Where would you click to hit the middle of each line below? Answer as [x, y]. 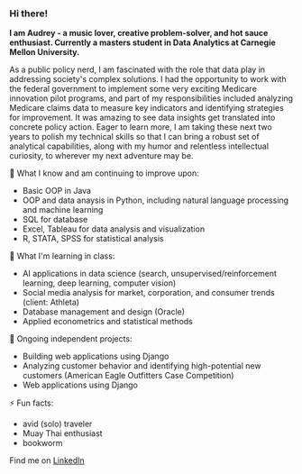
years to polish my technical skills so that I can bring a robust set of [134, 137]
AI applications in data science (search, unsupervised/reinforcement [150, 274]
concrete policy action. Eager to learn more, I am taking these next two [141, 127]
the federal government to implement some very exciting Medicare [133, 89]
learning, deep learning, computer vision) [99, 283]
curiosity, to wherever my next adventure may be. [101, 156]
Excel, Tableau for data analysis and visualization [114, 229]
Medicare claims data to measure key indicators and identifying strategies [146, 108]
